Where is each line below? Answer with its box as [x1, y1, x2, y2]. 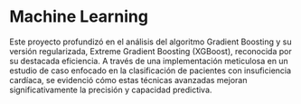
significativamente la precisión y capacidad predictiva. [9, 84, 212, 95]
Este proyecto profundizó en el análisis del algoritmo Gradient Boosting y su [9, 36, 292, 47]
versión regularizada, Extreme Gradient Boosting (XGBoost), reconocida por [9, 45, 292, 56]
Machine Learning [9, 6, 149, 27]
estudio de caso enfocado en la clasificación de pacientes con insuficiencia [9, 65, 292, 76]
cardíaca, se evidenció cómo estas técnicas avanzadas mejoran [9, 74, 248, 85]
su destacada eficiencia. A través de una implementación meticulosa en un [9, 55, 289, 66]
